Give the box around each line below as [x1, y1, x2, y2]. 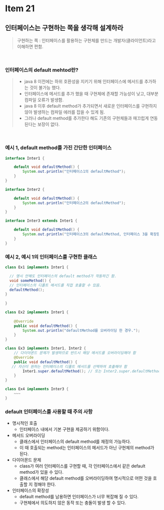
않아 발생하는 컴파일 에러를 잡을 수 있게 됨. [24, 109, 105, 115]
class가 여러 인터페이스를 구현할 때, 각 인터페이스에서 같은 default [19, 463, 145, 469]
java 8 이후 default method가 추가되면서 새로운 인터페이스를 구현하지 [24, 103, 157, 109]
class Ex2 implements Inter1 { [5, 310, 69, 315]
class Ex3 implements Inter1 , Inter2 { [5, 346, 86, 351]
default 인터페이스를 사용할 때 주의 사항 [5, 408, 93, 415]
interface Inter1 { [5, 156, 45, 161]
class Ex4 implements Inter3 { [5, 387, 69, 392]
